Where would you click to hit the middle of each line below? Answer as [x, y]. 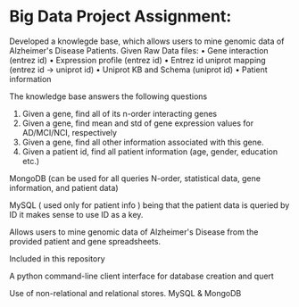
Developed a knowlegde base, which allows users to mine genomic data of [147, 41]
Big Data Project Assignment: [120, 17]
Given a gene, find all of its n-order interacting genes [119, 113]
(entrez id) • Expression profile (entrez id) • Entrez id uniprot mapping [137, 60]
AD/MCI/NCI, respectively [70, 132]
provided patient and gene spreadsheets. [85, 241]
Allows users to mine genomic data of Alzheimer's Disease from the [134, 232]
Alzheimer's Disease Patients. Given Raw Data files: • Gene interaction [139, 50]
